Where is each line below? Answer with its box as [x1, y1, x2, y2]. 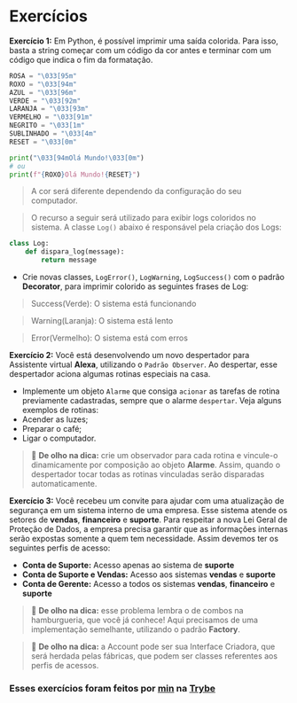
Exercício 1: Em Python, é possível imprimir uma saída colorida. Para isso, [9, 35, 279, 46]
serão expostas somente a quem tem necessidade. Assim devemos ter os [9, 534, 279, 544]
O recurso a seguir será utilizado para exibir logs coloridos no [30, 213, 257, 223]
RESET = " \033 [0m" [9, 137, 77, 146]
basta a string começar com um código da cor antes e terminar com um [9, 44, 272, 55]
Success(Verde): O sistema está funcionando [30, 299, 197, 309]
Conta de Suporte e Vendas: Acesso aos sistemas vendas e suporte [21, 569, 277, 580]
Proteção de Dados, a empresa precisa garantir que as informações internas [9, 524, 288, 535]
